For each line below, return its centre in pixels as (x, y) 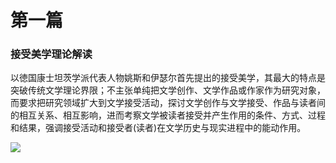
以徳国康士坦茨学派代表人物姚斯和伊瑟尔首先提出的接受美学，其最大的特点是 (168, 78)
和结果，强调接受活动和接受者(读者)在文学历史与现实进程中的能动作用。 (158, 128)
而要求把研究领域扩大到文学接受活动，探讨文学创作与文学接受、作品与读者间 (168, 103)
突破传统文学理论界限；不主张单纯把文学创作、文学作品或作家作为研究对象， (168, 90)
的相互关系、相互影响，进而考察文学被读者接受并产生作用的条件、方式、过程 (168, 115)
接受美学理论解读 (51, 54)
